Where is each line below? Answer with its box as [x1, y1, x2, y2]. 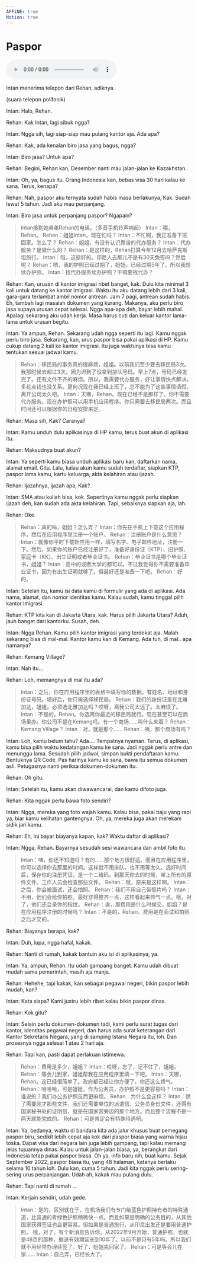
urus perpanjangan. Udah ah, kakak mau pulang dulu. [22, 1171, 154, 1178]
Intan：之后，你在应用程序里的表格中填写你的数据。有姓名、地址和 [20, 688, 183, 696]
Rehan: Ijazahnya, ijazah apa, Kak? [6, 482, 90, 489]
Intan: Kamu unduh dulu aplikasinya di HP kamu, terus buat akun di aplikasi [6, 429, 189, 436]
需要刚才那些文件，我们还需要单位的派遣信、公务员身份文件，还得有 [25, 1101, 192, 1108]
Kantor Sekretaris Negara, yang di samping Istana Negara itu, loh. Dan [6, 1033, 177, 1041]
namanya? [6, 642, 31, 649]
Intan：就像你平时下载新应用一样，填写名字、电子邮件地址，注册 [20, 538, 178, 546]
